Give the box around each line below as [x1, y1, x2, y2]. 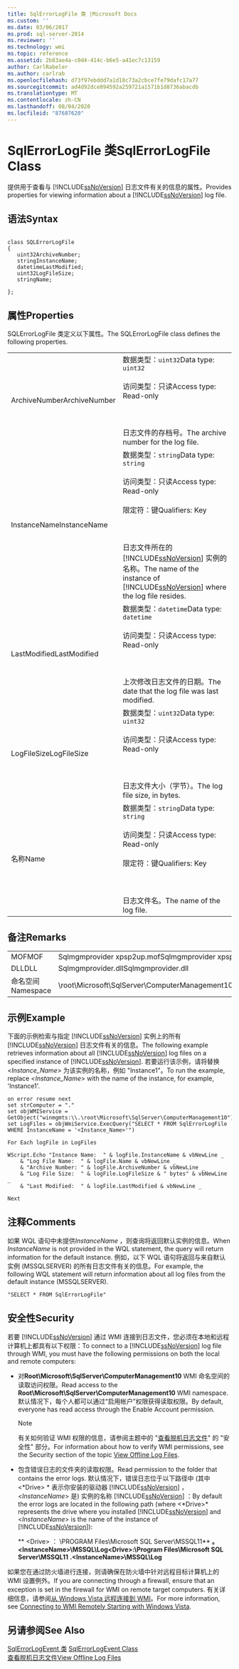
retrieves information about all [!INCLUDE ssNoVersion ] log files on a [7, 1048, 207, 1057]
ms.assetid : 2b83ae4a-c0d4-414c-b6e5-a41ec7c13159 [7, 57, 161, 64]
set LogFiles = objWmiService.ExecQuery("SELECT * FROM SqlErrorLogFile [7, 1120, 228, 1127]
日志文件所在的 [122, 542, 173, 552]
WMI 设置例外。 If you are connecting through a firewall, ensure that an [7, 1576, 215, 1584]
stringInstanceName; [16, 257, 78, 264]
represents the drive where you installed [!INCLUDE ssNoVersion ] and [17, 1507, 221, 1516]
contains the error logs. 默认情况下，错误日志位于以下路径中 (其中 [17, 1474, 211, 1483]
